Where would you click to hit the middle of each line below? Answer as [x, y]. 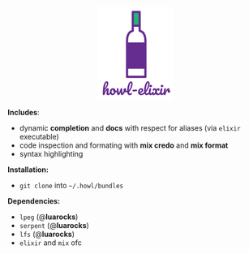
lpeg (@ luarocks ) [49, 217]
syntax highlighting [51, 154]
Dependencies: [34, 201]
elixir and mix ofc [50, 243]
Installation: [28, 170]
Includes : [24, 113]
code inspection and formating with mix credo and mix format [124, 145]
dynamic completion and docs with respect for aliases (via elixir [130, 128]
